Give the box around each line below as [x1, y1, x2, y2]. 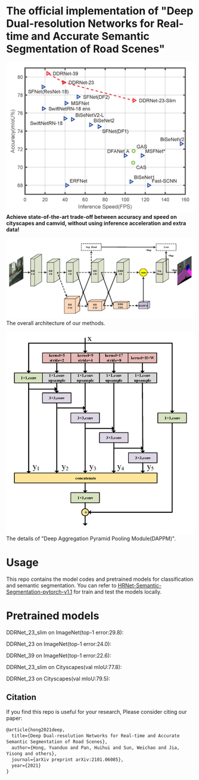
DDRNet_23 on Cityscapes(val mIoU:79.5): [6, 675, 110, 682]
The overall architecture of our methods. [6, 320, 105, 327]
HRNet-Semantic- [117, 581, 162, 589]
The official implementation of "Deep [6, 4, 194, 18]
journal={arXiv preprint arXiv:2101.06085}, [11, 756, 124, 763]
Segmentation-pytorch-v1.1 [6, 588, 73, 595]
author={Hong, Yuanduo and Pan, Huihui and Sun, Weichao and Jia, [11, 744, 180, 751]
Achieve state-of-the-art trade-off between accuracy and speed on [6, 213, 177, 221]
